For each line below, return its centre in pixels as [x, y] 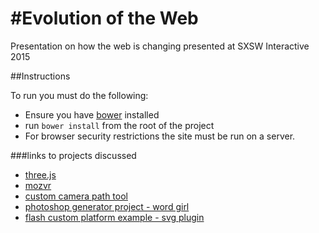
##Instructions [40, 76]
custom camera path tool [76, 196]
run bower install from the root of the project [119, 125]
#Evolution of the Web [104, 18]
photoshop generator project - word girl [107, 206]
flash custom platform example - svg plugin [114, 217]
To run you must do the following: [79, 95]
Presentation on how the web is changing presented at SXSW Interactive [160, 46]
